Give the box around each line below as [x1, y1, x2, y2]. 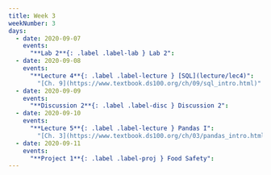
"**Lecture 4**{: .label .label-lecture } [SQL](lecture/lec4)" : [29, 72, 254, 80]
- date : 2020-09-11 [15, 139, 81, 148]
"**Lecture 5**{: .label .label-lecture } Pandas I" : [29, 124, 215, 132]
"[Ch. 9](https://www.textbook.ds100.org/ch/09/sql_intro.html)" [37, 79, 262, 87]
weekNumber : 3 [8, 19, 56, 27]
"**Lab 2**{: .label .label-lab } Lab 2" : [29, 49, 175, 57]
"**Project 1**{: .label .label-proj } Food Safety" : [29, 154, 215, 162]
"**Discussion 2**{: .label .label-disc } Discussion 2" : [29, 102, 229, 110]
